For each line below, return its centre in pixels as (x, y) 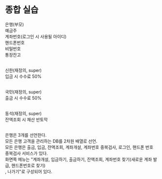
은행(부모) (15, 24)
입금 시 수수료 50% (23, 76)
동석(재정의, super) (24, 113)
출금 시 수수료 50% (23, 98)
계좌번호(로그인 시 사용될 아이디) (36, 36)
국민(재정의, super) (24, 92)
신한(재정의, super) (24, 70)
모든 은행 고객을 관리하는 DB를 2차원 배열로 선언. (51, 141)
